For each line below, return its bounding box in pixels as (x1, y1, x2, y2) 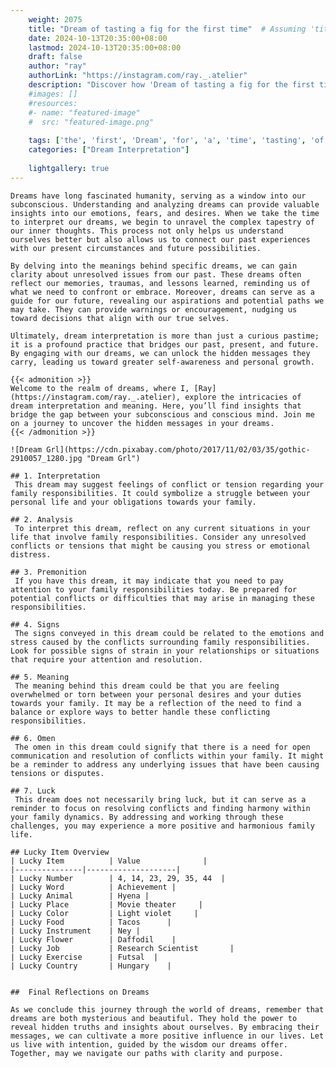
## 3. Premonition (10, 567, 87, 577)
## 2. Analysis (10, 514, 74, 525)
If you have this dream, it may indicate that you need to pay (14, 576, 284, 586)
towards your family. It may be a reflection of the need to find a (10, 698, 302, 708)
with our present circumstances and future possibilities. (10, 243, 262, 253)
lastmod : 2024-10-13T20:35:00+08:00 (28, 42, 182, 53)
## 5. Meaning (10, 672, 70, 682)
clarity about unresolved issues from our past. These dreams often (10, 269, 302, 280)
